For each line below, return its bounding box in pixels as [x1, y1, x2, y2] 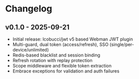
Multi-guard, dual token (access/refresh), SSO [12, 41, 109, 47]
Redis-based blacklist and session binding [12, 52, 101, 58]
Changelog [5, 3, 52, 14]
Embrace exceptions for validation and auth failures [12, 68, 120, 74]
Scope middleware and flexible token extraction [12, 63, 112, 68]
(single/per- [109, 41, 134, 47]
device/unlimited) [12, 47, 49, 52]
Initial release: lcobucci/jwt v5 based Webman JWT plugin [12, 36, 133, 42]
